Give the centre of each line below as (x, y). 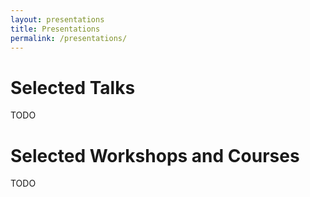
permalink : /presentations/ (69, 38)
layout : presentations (57, 19)
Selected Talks (73, 87)
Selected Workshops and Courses (155, 155)
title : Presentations (55, 29)
